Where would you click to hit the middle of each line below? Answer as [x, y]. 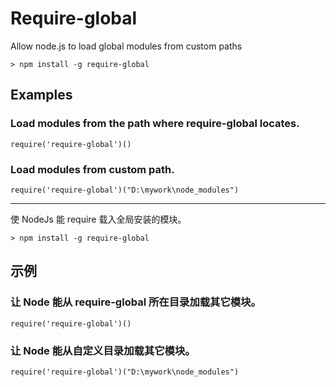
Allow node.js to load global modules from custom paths [126, 46]
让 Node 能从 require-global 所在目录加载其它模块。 [136, 302]
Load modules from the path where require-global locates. [155, 124]
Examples [41, 95]
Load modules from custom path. [92, 169]
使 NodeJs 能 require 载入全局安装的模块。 [98, 219]
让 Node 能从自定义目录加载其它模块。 [103, 350]
